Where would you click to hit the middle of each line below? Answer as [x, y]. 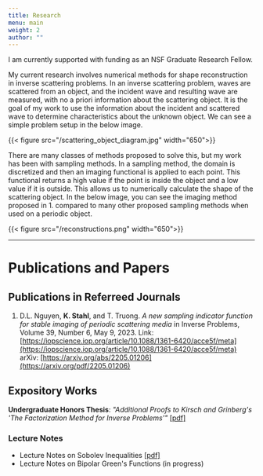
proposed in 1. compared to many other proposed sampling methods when [128, 206]
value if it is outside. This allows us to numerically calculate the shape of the [131, 189]
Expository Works [53, 391]
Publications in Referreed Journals [94, 297]
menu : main [26, 23]
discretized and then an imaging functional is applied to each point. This [124, 172]
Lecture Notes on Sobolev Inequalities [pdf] [90, 456]
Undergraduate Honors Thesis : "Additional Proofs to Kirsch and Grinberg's [130, 410]
